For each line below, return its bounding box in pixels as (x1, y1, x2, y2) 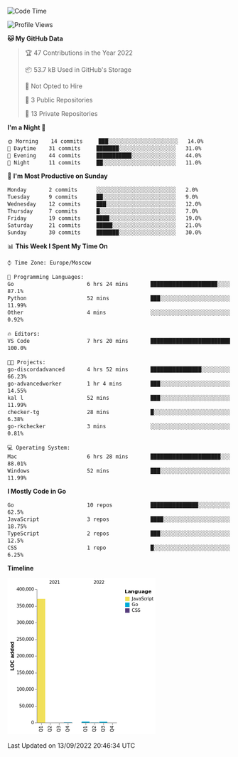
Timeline (7, 564, 34, 572)
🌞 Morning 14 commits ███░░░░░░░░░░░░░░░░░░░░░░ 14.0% (7, 138, 204, 145)
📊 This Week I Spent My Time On (7, 242, 108, 250)
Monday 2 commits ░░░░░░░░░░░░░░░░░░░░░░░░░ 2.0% (7, 186, 199, 194)
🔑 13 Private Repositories (24, 110, 98, 117)
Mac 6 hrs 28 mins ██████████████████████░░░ (7, 453, 231, 460)
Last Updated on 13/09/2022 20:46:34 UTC (7, 741, 136, 750)
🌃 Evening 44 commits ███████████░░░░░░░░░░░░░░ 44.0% (7, 152, 202, 159)
